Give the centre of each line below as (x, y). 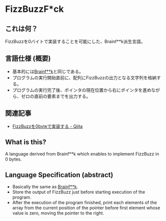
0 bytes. (14, 159)
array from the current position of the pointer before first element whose (86, 208)
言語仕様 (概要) (28, 59)
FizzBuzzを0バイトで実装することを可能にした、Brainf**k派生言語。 (75, 41)
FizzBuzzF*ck (34, 9)
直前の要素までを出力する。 (62, 96)
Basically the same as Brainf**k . (45, 187)
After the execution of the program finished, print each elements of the (84, 203)
